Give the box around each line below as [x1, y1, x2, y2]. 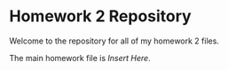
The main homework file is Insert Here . [9, 52, 151, 63]
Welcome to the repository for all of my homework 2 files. [9, 35, 220, 46]
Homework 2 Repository [9, 6, 193, 27]
